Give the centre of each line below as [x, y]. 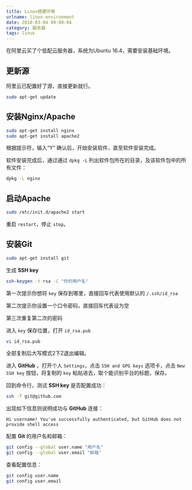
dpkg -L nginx [23, 179]
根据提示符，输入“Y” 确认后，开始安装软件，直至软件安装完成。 [83, 148]
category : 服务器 [26, 28]
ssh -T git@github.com [34, 396]
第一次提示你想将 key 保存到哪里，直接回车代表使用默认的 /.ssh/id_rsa [92, 293]
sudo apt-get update [31, 97]
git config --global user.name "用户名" [55, 447]
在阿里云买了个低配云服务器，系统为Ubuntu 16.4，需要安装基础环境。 [90, 51]
